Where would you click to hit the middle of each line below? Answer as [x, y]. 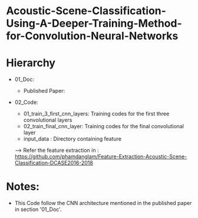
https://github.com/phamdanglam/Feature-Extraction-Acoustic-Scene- [101, 157]
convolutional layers [48, 120]
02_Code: [26, 102]
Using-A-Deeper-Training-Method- [94, 23]
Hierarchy [31, 63]
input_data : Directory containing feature [72, 139]
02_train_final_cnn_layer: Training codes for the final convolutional [104, 126]
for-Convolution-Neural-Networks [92, 36]
